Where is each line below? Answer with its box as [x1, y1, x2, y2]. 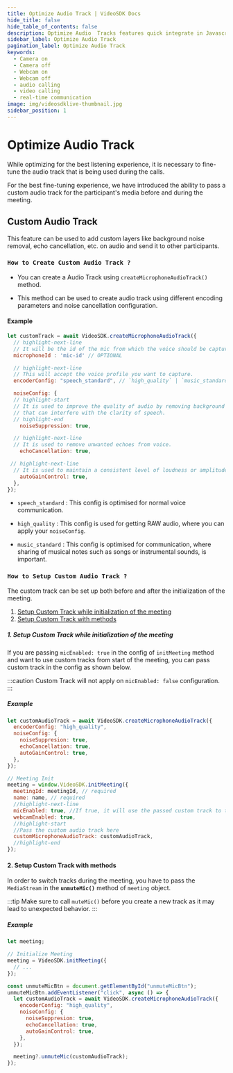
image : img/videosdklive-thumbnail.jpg [7, 101, 123, 108]
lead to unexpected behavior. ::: [7, 905, 98, 913]
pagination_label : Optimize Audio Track [7, 42, 126, 49]
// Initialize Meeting [7, 951, 73, 958]
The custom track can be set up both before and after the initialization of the [7, 587, 225, 595]
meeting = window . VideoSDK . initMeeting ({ [7, 781, 129, 789]
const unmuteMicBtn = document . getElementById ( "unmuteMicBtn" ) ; [7, 983, 197, 990]
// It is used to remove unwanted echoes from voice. [13, 441, 172, 448]
